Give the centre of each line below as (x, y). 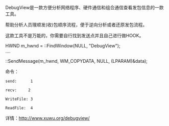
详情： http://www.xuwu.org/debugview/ (48, 118)
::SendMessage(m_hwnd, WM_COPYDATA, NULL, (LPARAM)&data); (77, 61)
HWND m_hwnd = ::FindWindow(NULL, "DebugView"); (63, 46)
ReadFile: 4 (19, 108)
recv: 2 (18, 90)
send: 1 (19, 81)
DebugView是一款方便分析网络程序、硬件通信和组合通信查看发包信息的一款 (85, 7)
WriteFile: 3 (19, 99)
